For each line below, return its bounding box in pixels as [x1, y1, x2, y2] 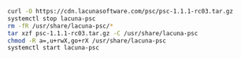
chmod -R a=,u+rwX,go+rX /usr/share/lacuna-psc [7, 36, 167, 45]
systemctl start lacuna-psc [7, 44, 100, 52]
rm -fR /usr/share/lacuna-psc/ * [7, 22, 113, 30]
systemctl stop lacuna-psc [7, 14, 96, 23]
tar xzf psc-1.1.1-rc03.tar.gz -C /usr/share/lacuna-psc [7, 29, 198, 37]
